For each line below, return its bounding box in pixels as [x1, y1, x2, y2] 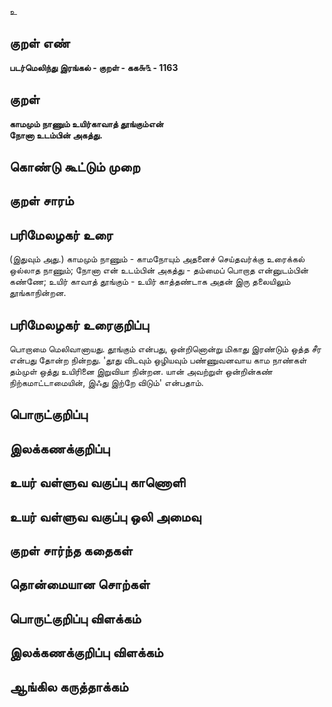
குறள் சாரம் [9, 192, 74, 210]
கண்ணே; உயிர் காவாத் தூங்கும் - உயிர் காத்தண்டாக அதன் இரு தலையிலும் [9, 276, 291, 288]
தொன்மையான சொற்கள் [9, 576, 151, 593]
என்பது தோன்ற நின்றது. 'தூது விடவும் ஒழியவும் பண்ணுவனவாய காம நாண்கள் [9, 354, 307, 366]
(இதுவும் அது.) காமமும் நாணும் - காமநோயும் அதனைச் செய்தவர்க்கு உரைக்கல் [9, 253, 306, 265]
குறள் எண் [9, 35, 71, 52]
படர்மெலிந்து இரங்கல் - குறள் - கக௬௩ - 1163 [9, 61, 179, 73]
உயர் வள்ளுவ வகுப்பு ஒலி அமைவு [9, 508, 202, 525]
